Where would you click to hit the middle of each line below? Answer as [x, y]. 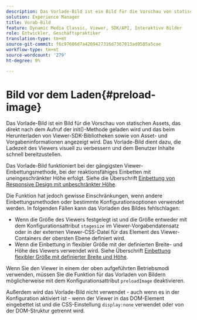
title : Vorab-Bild [28, 22]
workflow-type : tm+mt [33, 50]
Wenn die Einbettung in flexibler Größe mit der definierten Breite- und [98, 244]
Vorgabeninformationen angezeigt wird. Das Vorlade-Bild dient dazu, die [94, 142]
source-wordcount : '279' [36, 55]
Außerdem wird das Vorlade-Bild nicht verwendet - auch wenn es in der [93, 292]
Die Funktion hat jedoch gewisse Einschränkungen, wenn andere [84, 196]
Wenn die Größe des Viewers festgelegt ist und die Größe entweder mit [101, 220]
